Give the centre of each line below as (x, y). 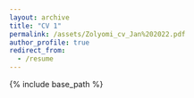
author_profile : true (50, 42)
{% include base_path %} (56, 84)
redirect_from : (38, 51)
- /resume (35, 59)
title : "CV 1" (36, 26)
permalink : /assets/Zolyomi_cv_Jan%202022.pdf (97, 34)
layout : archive (39, 17)
